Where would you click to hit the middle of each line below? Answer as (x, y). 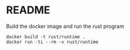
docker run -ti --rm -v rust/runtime (52, 42)
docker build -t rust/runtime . (46, 37)
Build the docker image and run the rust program (65, 26)
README (28, 10)
